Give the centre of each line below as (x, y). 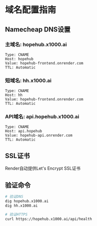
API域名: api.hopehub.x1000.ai (42, 117)
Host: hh (14, 95)
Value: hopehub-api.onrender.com (39, 136)
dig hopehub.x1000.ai (27, 201)
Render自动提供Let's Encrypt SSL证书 (43, 168)
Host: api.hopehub (24, 131)
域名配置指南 (31, 10)
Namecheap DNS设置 (38, 29)
